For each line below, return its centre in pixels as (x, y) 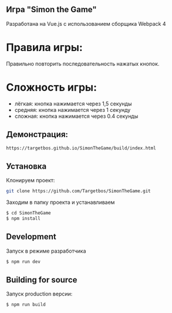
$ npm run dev (23, 261)
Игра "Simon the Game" (51, 10)
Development (31, 237)
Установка (26, 166)
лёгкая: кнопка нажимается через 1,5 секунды (73, 103)
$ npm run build (26, 305)
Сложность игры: (52, 87)
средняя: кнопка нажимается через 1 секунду (72, 110)
